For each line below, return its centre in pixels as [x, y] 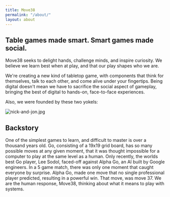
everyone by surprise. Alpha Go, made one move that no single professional [85, 173]
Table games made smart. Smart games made [79, 40]
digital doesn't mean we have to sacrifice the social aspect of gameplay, [81, 87]
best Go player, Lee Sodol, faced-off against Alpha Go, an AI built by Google [85, 162]
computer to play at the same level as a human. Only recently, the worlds [82, 156]
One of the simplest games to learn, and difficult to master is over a [76, 140]
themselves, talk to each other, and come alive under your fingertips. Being [84, 81]
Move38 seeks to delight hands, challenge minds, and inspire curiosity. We [84, 60]
